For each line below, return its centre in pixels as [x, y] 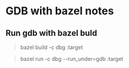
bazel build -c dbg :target [51, 47]
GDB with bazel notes [60, 11]
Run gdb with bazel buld [51, 33]
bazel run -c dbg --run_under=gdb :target [72, 59]
